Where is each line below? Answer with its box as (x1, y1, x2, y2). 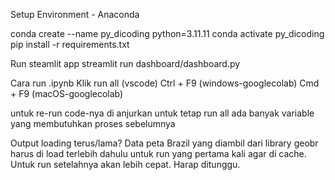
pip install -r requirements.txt (10, 39, 130, 50)
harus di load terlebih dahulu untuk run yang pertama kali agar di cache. (10, 148, 307, 159)
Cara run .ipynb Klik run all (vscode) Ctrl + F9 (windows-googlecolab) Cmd (10, 77, 320, 89)
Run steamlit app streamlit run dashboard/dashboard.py (10, 58, 241, 69)
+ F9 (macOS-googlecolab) (10, 88, 124, 99)
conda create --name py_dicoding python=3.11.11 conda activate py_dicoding (10, 28, 325, 39)
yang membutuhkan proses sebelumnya (10, 118, 176, 129)
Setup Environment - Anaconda (10, 9, 140, 20)
